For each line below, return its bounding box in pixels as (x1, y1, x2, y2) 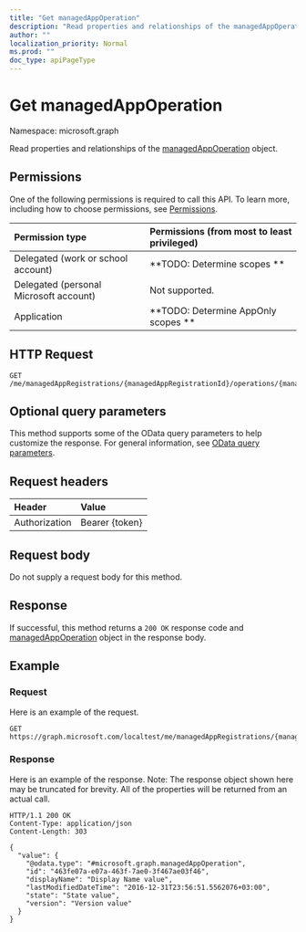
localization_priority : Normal (9, 38, 128, 48)
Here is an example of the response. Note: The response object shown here (9, 773, 294, 785)
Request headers (9, 474, 109, 489)
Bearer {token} (80, 517, 143, 529)
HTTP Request (9, 347, 94, 362)
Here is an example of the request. (9, 707, 139, 717)
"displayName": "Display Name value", (25, 874, 173, 884)
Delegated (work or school (14, 252, 128, 265)
